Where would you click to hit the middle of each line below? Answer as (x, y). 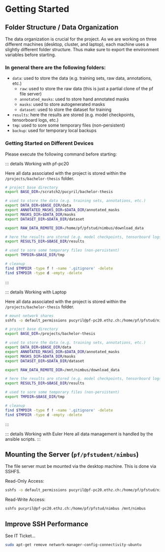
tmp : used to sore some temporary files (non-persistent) (69, 125)
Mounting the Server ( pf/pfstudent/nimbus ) (72, 454)
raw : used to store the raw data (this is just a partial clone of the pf (86, 89)
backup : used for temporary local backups (54, 130)
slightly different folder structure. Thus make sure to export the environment (82, 49)
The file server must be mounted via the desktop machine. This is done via (81, 466)
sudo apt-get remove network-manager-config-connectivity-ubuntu (73, 545)
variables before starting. (31, 55)
